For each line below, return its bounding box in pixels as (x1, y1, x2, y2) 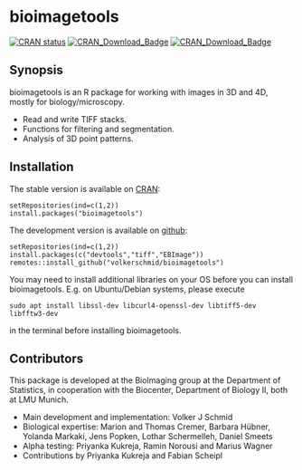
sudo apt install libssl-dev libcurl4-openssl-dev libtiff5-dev (9, 301, 257, 310)
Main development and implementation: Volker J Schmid (22, 412, 233, 423)
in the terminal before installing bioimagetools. (9, 324, 183, 336)
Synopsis (9, 62, 63, 78)
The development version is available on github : (9, 225, 188, 235)
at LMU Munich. (9, 394, 70, 405)
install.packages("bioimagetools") (9, 208, 144, 218)
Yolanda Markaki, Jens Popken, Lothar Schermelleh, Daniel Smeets (22, 431, 273, 442)
